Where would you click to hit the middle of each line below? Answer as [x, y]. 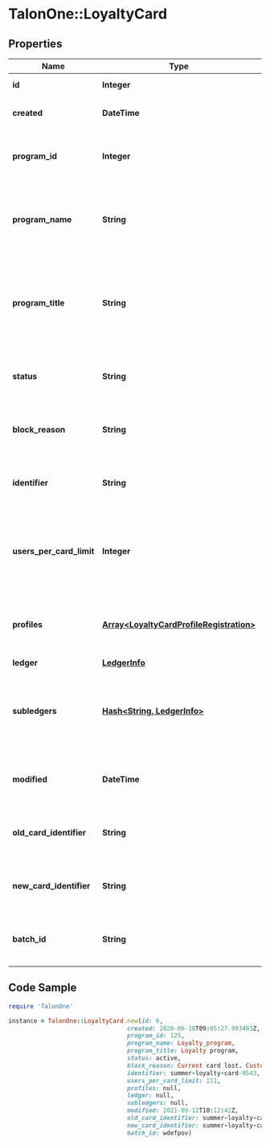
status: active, [154, 1058]
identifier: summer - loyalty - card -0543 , [194, 1073]
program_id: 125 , [156, 1036]
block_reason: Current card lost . [185, 1065]
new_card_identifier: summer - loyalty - [192, 1125]
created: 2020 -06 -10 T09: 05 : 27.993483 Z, [194, 1028]
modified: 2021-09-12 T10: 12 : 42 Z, [183, 1110]
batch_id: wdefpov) [160, 1133]
